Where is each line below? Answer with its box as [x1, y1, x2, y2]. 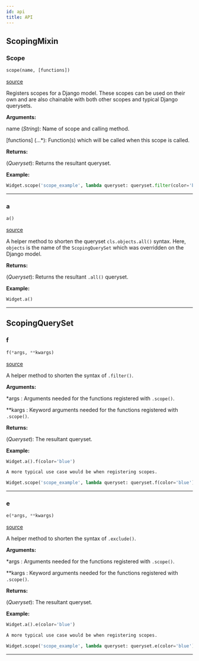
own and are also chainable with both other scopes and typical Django [6, 96, 178, 103]
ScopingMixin [6, 36, 59, 46]
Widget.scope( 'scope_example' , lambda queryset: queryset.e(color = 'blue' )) [6, 643, 197, 649]
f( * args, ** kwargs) [6, 349, 54, 356]
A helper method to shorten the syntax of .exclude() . [6, 535, 136, 542]
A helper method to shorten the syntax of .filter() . [6, 372, 134, 379]
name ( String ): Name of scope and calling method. [6, 125, 130, 132]
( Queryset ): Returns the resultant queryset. [6, 159, 111, 167]
